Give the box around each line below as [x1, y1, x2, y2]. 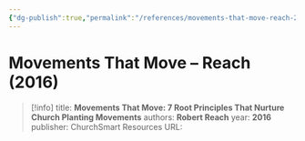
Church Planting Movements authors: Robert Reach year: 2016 [30, 111, 272, 123]
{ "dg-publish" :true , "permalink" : [8, 13, 136, 23]
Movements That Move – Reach [8, 52, 251, 73]
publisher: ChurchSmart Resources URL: [30, 121, 183, 132]
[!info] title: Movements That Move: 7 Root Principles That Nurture [30, 102, 285, 113]
